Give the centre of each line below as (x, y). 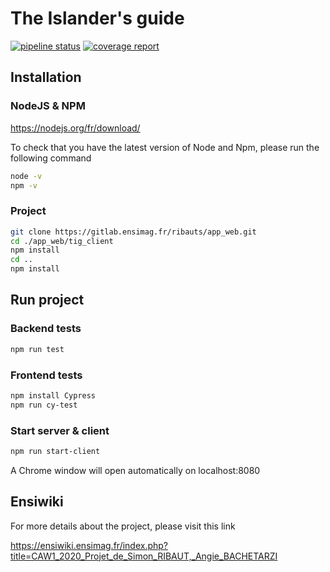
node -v (26, 176)
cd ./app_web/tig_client (62, 241)
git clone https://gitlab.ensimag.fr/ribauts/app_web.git (133, 232)
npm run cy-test (44, 405)
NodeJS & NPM (48, 106)
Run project (47, 300)
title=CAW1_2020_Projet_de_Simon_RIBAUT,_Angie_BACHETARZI (144, 556)
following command (51, 158)
